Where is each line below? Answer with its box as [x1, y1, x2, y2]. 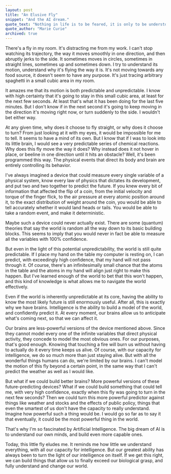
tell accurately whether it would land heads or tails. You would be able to [5, 205, 158, 210]
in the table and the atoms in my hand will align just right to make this [5, 268, 150, 273]
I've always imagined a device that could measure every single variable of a [5, 172, 164, 178]
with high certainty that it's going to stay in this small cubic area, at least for [5, 93, 164, 99]
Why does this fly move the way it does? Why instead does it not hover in [5, 146, 159, 152]
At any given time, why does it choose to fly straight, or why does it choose [5, 124, 163, 130]
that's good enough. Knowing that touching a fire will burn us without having [5, 342, 166, 347]
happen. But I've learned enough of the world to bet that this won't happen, [5, 273, 163, 279]
